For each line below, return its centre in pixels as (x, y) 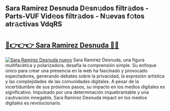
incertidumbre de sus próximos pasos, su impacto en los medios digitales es (85, 87)
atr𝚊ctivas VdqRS (34, 24)
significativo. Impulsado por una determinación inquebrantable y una (77, 92)
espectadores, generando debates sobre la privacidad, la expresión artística (85, 76)
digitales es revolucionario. (33, 103)
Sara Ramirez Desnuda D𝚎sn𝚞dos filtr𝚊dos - (77, 8)
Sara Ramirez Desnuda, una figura (109, 60)
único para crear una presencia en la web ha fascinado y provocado (77, 71)
